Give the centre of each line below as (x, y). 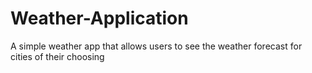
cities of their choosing (57, 56)
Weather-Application (99, 18)
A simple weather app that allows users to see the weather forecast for (156, 46)
